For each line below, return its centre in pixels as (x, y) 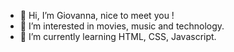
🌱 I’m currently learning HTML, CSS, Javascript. (118, 36)
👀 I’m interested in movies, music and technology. (122, 26)
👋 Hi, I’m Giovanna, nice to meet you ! (97, 15)
